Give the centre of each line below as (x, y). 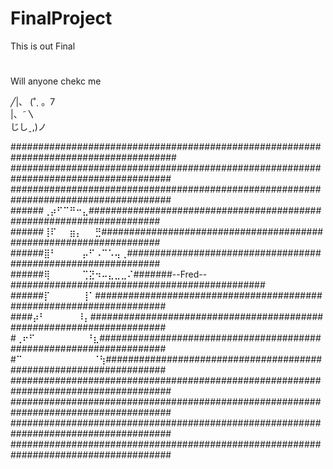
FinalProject (61, 18)
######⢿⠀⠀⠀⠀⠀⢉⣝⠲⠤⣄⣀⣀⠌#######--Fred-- (109, 274)
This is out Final (43, 46)
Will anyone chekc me (56, 81)
